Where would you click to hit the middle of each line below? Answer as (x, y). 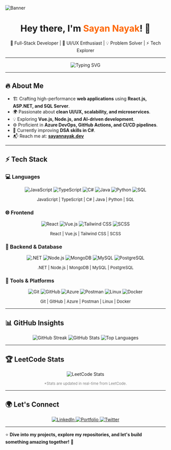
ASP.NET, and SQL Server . (41, 106)
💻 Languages (23, 177)
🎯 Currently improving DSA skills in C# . (54, 130)
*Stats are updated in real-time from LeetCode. (85, 384)
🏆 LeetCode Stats (35, 359)
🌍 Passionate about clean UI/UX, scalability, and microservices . (81, 111)
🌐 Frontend (20, 213)
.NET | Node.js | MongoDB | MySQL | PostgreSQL (85, 268)
